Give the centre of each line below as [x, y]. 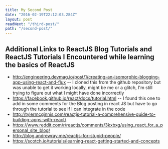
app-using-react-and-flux [39, 82]
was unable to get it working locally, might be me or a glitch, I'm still [82, 87]
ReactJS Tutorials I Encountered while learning [80, 57]
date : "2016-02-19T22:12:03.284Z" [41, 15]
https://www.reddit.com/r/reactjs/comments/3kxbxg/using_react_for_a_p [88, 125]
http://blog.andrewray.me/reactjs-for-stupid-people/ [67, 135]
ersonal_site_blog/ [31, 130]
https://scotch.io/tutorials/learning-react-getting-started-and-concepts [86, 141]
